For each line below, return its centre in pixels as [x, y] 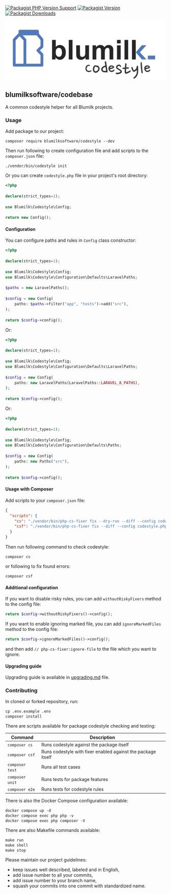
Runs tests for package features [75, 780]
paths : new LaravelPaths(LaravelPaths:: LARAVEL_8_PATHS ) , [77, 383]
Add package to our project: [35, 131]
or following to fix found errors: [38, 566]
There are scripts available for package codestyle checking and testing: [80, 726]
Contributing [21, 690]
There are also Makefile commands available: [53, 830]
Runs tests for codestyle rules [73, 789]
